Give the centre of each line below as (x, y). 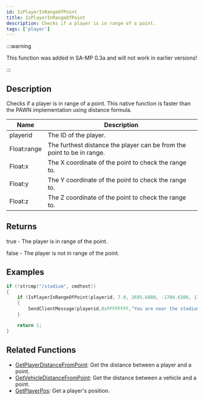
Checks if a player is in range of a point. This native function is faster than (99, 103)
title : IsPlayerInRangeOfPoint (46, 18)
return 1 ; (30, 325)
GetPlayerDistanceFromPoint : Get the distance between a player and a (103, 365)
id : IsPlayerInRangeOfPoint (42, 12)
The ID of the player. (77, 136)
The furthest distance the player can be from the (117, 145)
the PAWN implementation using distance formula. (69, 110)
